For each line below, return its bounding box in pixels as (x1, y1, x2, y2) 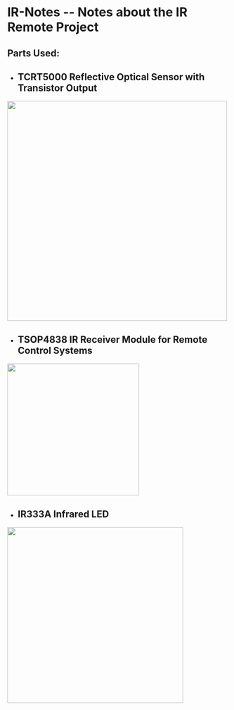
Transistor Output (17, 82, 98, 94)
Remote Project (7, 19, 99, 35)
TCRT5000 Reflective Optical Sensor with (17, 71, 205, 83)
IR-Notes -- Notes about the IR (7, 4, 188, 20)
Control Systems (17, 344, 93, 356)
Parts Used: (7, 47, 60, 59)
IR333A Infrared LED (17, 508, 110, 520)
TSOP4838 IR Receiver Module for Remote (17, 334, 208, 346)
